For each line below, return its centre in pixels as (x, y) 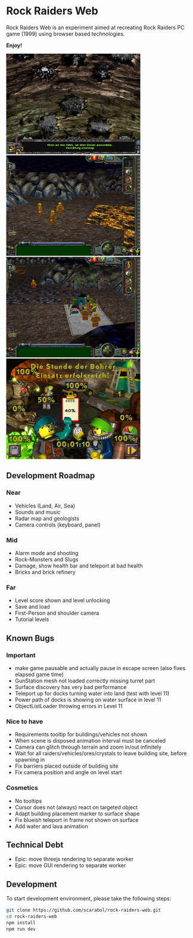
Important (21, 655)
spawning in (30, 760)
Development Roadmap (51, 476)
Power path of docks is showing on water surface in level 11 (88, 699)
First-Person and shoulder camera (57, 613)
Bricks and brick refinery (45, 572)
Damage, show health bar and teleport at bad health (79, 565)
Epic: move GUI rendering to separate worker (70, 865)
